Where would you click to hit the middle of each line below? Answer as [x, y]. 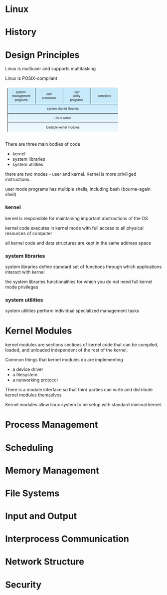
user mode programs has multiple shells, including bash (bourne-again [78, 189]
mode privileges [22, 287]
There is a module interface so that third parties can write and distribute [79, 390]
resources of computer [29, 233]
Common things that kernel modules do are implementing [64, 360]
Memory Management [52, 470]
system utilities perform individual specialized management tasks [72, 311]
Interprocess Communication [67, 539]
